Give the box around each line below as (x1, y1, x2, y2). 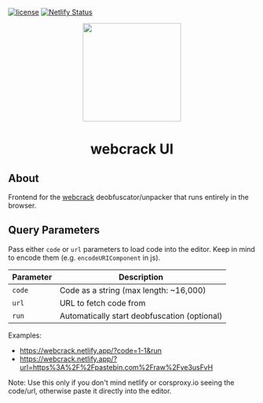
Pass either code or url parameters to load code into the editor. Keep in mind (8, 244, 255, 253)
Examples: (8, 331, 42, 340)
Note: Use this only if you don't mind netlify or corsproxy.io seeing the (8, 378, 235, 387)
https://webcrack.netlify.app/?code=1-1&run (19, 346, 163, 355)
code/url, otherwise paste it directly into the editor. (8, 386, 172, 395)
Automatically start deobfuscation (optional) (59, 310, 223, 321)
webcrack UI (89, 140, 174, 158)
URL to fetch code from (59, 298, 146, 309)
